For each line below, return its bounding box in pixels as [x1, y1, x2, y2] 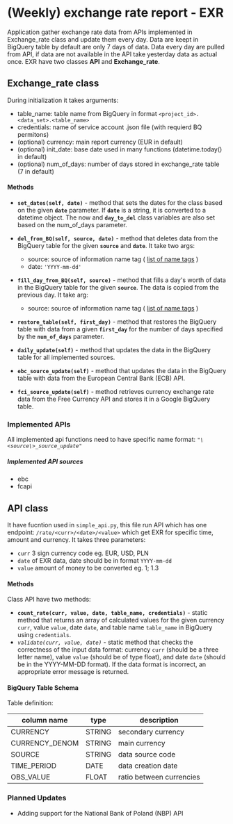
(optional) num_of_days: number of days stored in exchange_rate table [17, 160, 220, 168]
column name [22, 716, 68, 725]
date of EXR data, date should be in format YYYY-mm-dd [17, 557, 172, 565]
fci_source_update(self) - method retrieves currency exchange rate [17, 387, 214, 395]
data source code [118, 750, 176, 759]
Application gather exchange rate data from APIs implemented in [7, 28, 193, 36]
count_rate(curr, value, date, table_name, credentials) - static [17, 609, 208, 617]
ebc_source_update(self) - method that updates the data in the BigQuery [17, 366, 227, 374]
